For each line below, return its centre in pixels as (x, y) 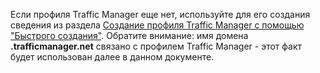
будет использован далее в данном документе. (112, 57)
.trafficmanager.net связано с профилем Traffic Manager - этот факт (156, 46)
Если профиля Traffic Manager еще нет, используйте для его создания (160, 14)
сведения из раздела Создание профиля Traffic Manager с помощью (157, 25)
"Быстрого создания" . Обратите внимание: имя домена (129, 35)
